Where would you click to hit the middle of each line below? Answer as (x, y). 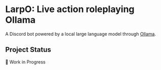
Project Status (28, 50)
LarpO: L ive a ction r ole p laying (70, 9)
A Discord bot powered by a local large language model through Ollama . (81, 34)
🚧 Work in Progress (25, 62)
